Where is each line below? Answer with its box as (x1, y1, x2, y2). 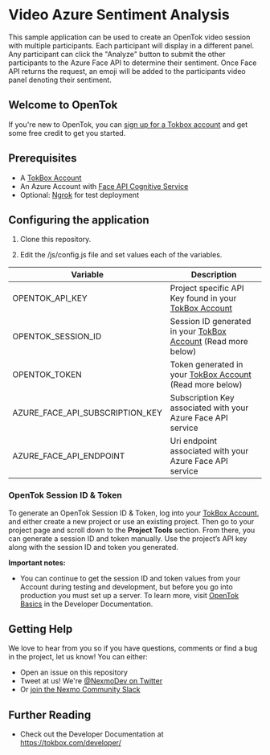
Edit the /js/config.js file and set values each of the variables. (19, 250, 223, 260)
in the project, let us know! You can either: (8, 652, 148, 662)
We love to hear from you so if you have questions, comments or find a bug (8, 643, 258, 653)
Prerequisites (8, 151, 77, 166)
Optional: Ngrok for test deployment (19, 190, 139, 199)
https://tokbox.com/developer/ (19, 738, 122, 748)
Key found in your (170, 293, 237, 304)
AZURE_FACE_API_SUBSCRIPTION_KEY (12, 408, 163, 419)
